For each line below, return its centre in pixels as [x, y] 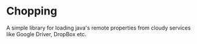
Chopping [32, 11]
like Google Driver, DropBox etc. [47, 34]
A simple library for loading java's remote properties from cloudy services [98, 28]
